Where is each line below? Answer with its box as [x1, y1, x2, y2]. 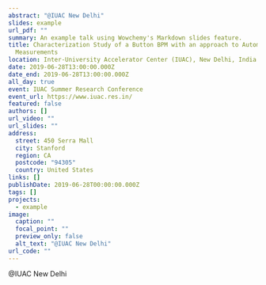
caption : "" [15, 218, 55, 226]
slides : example [8, 19, 62, 27]
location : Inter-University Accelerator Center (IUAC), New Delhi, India [8, 56, 257, 64]
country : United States [15, 166, 93, 174]
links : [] [8, 173, 41, 182]
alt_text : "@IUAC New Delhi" [15, 240, 112, 248]
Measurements [15, 48, 59, 56]
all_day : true [8, 78, 55, 85]
